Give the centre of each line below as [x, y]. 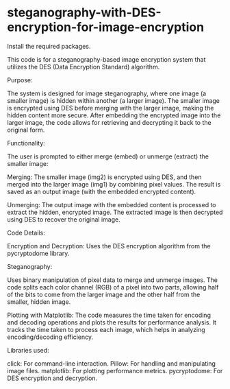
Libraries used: [28, 350]
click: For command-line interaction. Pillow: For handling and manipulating [111, 363]
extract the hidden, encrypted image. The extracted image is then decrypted [115, 212]
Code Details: [26, 233]
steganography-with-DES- [85, 13]
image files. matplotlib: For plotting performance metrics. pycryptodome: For [115, 370]
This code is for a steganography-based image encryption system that [106, 59]
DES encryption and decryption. [52, 378]
